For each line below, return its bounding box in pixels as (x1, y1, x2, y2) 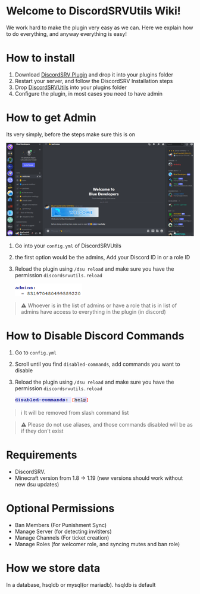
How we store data (6, 561, 101, 575)
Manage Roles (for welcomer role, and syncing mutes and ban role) (14, 540, 180, 547)
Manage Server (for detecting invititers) (14, 528, 112, 535)
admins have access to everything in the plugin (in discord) (20, 308, 167, 315)
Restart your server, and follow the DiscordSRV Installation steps (14, 77, 173, 84)
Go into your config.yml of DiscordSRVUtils (14, 242, 122, 249)
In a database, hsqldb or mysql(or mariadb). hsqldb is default (6, 581, 156, 588)
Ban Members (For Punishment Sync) (14, 521, 107, 528)
